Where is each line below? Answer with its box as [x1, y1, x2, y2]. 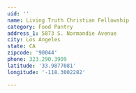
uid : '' [7, 10, 30, 17]
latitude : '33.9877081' [7, 62, 77, 69]
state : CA [7, 43, 36, 50]
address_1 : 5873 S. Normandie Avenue [7, 29, 117, 37]
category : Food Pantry [7, 23, 73, 30]
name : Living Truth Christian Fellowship [7, 17, 130, 24]
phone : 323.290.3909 [7, 56, 68, 63]
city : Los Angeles [7, 36, 61, 43]
